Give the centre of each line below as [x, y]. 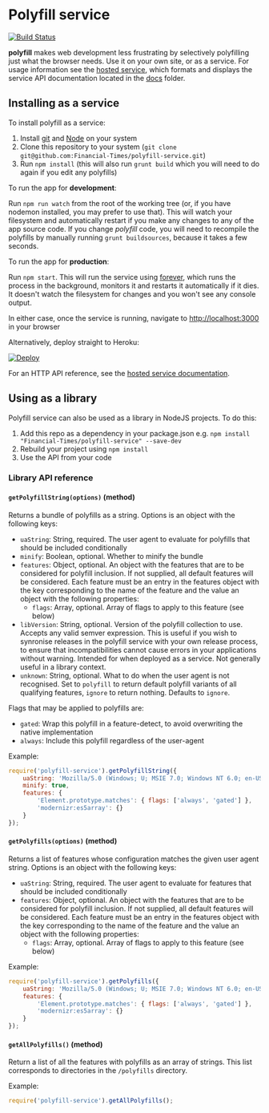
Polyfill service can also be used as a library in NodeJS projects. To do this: [132, 418]
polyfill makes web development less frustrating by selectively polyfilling [129, 52]
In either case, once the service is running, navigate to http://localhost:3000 [134, 318]
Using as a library [53, 399]
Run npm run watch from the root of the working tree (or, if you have [120, 203]
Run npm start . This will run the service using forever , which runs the [122, 277]
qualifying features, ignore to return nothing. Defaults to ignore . [125, 692]
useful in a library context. [63, 666]
